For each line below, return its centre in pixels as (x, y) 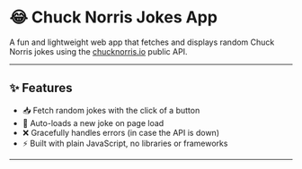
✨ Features (41, 88)
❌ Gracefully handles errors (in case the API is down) (121, 132)
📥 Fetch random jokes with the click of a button (111, 110)
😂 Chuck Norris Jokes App (114, 17)
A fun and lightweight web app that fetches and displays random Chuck (142, 42)
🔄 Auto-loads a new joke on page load (93, 123)
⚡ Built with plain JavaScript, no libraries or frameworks (125, 143)
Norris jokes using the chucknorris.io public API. (98, 51)
